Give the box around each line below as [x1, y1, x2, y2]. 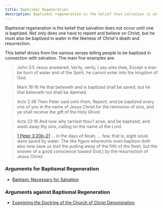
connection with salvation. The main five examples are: [5, 55, 115, 61]
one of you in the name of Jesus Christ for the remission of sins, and [16, 104, 154, 110]
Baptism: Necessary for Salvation [12, 177, 79, 182]
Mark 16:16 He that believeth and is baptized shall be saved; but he [16, 84, 150, 90]
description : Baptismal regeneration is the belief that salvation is [5, 12, 151, 16]
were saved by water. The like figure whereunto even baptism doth [16, 138, 151, 144]
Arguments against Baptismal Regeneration [5, 189, 110, 195]
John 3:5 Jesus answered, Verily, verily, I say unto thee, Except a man [16, 64, 157, 70]
